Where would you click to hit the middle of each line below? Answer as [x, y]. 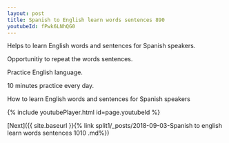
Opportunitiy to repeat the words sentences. [70, 59]
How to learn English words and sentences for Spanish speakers [99, 99]
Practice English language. [45, 72]
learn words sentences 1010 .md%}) [58, 133]
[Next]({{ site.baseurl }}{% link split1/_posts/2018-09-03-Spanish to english [115, 126]
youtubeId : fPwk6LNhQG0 [41, 26]
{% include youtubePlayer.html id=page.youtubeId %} [84, 112]
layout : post [26, 13]
